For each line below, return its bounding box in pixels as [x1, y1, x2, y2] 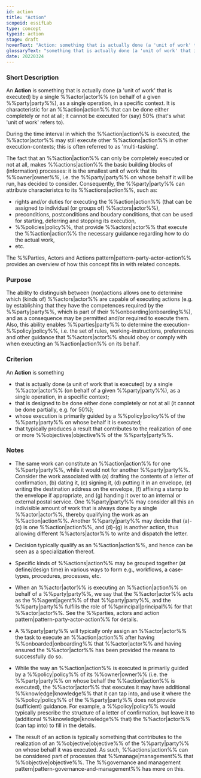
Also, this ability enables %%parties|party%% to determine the [6, 321, 162, 328]
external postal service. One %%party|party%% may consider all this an [14, 498, 194, 505]
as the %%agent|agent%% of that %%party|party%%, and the [14, 596, 172, 604]
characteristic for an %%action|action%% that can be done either [6, 105, 169, 113]
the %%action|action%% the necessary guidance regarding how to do [14, 230, 190, 237]
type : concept [6, 25, 42, 32]
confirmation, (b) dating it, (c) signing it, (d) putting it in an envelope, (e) [14, 479, 192, 486]
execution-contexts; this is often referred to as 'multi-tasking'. [6, 143, 159, 150]
